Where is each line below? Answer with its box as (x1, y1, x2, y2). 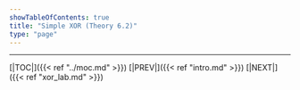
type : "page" (9, 29, 58, 38)
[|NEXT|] (246, 62, 279, 73)
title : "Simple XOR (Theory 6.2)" (9, 21, 138, 30)
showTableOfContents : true (9, 12, 110, 22)
